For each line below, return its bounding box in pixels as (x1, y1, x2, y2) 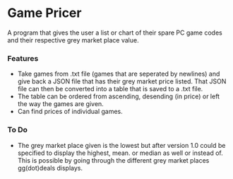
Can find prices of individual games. (17, 108, 124, 116)
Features (7, 53, 39, 63)
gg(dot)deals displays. (17, 163, 83, 172)
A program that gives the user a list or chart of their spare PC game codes (7, 28, 222, 37)
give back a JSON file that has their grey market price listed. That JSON (17, 77, 227, 86)
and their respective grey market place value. (7, 35, 139, 44)
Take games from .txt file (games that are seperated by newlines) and (17, 69, 220, 79)
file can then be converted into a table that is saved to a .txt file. (17, 85, 203, 93)
